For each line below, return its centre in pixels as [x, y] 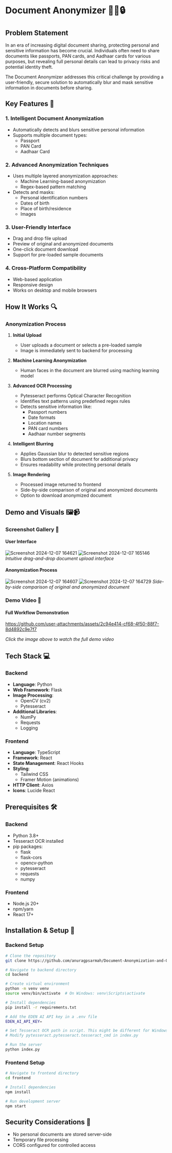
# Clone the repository [31, 956]
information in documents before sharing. [49, 88]
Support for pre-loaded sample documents [58, 255]
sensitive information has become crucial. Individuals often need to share [82, 50]
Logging [29, 728]
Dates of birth [35, 203]
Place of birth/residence [46, 208]
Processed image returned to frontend [61, 484]
